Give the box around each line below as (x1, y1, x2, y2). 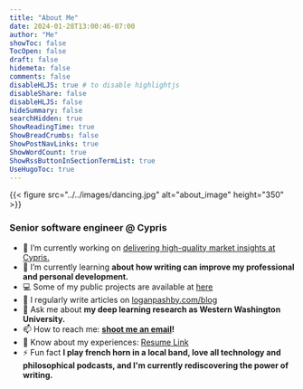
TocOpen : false (9, 47, 67, 56)
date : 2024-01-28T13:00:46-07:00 (9, 22, 136, 31)
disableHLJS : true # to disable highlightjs (9, 81, 180, 90)
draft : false (9, 55, 59, 64)
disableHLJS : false (9, 97, 83, 107)
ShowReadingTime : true (9, 123, 95, 132)
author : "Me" (9, 30, 59, 39)
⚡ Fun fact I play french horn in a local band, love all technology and (22, 346, 281, 357)
